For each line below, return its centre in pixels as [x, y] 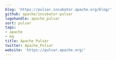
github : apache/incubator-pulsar [39, 14]
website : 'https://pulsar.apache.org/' [46, 50]
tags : [10, 28]
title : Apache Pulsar [27, 41]
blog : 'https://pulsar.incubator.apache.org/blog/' [58, 9]
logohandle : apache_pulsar [32, 18]
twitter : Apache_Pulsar [29, 45]
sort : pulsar [18, 23]
